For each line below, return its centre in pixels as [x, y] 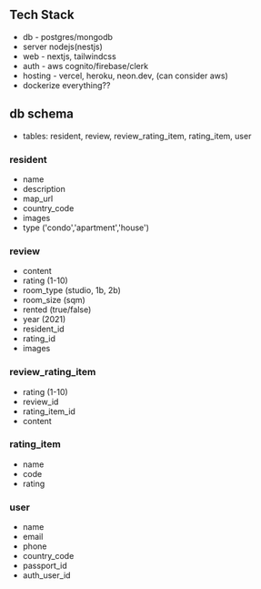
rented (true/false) [57, 310]
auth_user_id [46, 575]
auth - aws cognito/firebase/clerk [85, 66]
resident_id [44, 329]
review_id [40, 401]
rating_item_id [49, 411]
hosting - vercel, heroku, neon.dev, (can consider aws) [125, 76]
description [44, 188]
